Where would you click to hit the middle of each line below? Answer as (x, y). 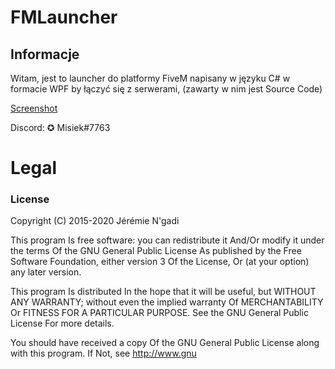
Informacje (45, 54)
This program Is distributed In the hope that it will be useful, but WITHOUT (163, 292)
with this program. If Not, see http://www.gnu (103, 353)
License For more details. (62, 323)
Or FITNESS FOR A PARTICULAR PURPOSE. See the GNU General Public (159, 313)
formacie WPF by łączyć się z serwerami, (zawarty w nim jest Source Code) (166, 89)
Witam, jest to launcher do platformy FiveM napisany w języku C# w (150, 78)
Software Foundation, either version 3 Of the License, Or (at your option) (160, 262)
